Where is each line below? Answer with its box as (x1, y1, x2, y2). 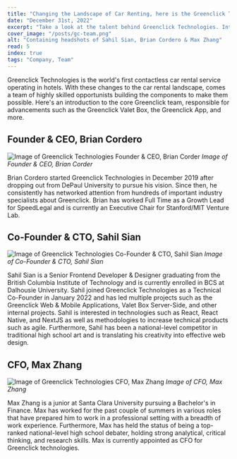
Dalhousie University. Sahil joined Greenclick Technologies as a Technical (7, 286, 221, 295)
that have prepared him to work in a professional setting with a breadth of (7, 414, 221, 422)
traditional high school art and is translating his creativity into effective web (7, 331, 226, 339)
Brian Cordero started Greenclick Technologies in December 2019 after (7, 173, 214, 182)
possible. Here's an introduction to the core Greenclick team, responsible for (7, 98, 230, 106)
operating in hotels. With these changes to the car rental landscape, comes (7, 82, 226, 92)
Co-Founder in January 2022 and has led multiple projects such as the (7, 293, 213, 302)
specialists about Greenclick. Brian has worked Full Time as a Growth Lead (7, 195, 224, 204)
